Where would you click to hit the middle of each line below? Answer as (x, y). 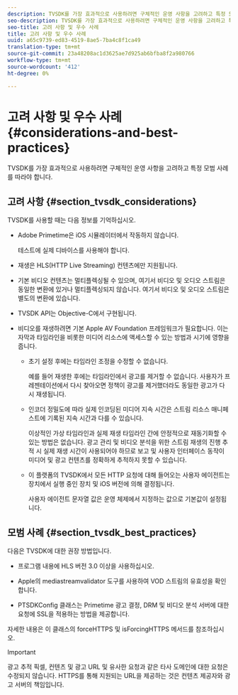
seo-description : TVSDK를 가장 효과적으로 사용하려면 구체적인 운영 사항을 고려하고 (117, 21)
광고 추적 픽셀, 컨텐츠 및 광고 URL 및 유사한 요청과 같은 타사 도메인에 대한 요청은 (118, 667)
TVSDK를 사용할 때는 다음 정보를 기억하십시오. (72, 220)
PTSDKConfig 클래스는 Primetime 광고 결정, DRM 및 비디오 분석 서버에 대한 (123, 605)
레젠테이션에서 (48, 385)
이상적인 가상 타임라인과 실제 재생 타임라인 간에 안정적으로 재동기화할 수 (127, 433)
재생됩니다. (51, 394)
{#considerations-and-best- (93, 133)
